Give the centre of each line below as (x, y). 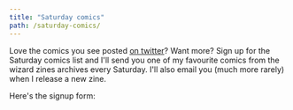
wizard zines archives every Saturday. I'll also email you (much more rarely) (147, 69)
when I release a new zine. (58, 78)
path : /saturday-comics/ (55, 26)
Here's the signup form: (52, 95)
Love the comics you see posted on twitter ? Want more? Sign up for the (140, 50)
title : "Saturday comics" (57, 17)
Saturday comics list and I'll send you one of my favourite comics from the (145, 60)
